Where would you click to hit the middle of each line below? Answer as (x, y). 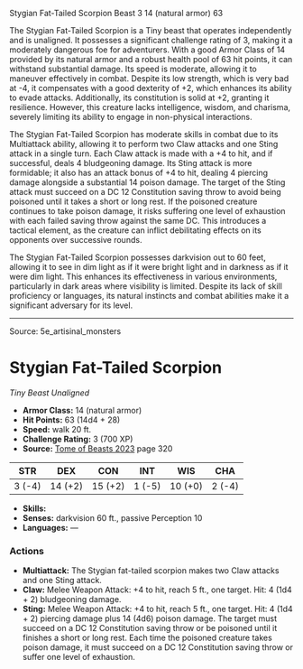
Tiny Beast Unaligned (50, 393)
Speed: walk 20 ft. (57, 429)
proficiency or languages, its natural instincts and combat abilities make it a (149, 296)
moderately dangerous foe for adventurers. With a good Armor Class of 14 (147, 50)
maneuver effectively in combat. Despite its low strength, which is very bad (149, 79)
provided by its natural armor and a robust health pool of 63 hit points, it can (151, 59)
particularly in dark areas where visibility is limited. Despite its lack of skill (146, 286)
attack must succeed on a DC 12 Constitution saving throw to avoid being (145, 192)
